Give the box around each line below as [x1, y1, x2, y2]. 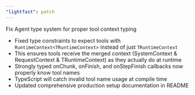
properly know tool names [14, 69, 80, 76]
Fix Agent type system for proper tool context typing [5, 25, 137, 32]
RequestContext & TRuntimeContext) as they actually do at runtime [14, 56, 182, 63]
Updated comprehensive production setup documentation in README [14, 82, 189, 89]
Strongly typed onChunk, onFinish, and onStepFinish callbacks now [14, 63, 183, 70]
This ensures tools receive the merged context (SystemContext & [14, 49, 177, 57]
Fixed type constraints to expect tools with [14, 37, 121, 44]
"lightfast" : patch [5, 8, 55, 15]
